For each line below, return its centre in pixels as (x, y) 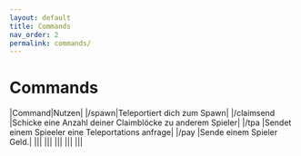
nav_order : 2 (34, 34)
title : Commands (40, 26)
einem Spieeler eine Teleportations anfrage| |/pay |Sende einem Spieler (144, 132)
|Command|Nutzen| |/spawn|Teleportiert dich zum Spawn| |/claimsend (142, 113)
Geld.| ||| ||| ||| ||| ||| (46, 142)
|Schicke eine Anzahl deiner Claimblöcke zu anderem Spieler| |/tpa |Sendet (150, 122)
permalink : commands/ (50, 43)
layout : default (40, 18)
